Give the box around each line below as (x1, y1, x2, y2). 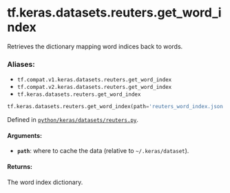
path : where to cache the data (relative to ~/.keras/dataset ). (17, 147, 189, 155)
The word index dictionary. (7, 178, 83, 186)
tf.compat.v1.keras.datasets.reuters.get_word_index (17, 77, 172, 83)
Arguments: (7, 131, 43, 139)
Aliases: (7, 59, 36, 69)
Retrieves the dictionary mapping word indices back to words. (7, 42, 183, 50)
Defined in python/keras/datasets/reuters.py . (7, 116, 139, 124)
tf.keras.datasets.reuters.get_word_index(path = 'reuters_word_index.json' (7, 103, 227, 110)
